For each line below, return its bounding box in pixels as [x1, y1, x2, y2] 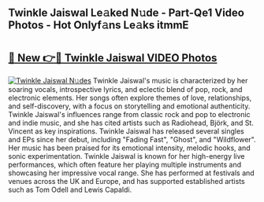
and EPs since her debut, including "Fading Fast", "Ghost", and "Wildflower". [8, 135, 256, 144]
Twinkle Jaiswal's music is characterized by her [93, 76, 248, 85]
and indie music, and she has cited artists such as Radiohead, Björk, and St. [8, 118, 255, 127]
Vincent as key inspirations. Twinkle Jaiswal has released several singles [8, 127, 244, 136]
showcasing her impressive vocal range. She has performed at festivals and [8, 168, 255, 178]
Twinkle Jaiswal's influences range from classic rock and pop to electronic [8, 110, 251, 119]
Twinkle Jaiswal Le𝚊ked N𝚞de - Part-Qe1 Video [8, 6, 244, 20]
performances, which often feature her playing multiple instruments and [8, 160, 242, 169]
